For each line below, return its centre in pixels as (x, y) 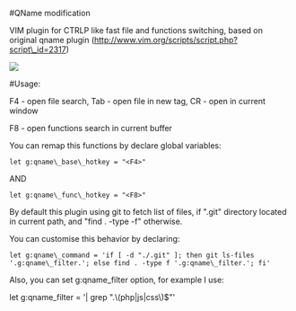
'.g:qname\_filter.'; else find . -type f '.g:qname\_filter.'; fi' (140, 263)
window (24, 111)
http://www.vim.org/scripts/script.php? (165, 40)
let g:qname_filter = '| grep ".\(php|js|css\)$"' (92, 297)
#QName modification (50, 13)
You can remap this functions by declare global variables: (115, 146)
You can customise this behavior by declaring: (95, 239)
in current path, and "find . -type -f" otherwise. (96, 221)
